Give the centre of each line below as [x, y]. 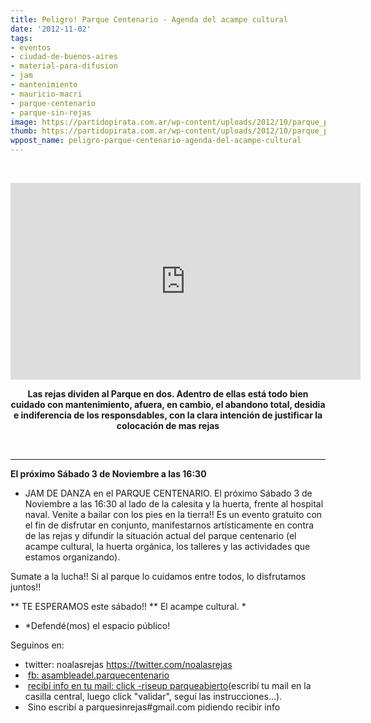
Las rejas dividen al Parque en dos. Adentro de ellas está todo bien [168, 394]
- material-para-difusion [64, 66]
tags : [21, 38]
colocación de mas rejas [168, 425]
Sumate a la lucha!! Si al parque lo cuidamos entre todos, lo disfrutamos [158, 576]
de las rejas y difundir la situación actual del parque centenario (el [160, 535]
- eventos [31, 47]
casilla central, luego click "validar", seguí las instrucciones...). [153, 696]
